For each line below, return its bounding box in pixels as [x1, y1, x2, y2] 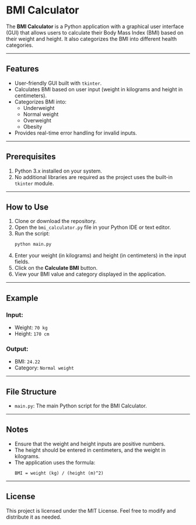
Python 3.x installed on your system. [14, 167, 102, 174]
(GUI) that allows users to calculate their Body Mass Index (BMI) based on [6, 29, 184, 36]
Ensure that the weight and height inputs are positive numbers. [14, 440, 166, 447]
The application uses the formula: [14, 459, 96, 466]
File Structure [6, 387, 57, 397]
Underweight [23, 104, 55, 111]
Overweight [23, 116, 51, 123]
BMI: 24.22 [14, 358, 41, 365]
